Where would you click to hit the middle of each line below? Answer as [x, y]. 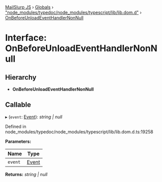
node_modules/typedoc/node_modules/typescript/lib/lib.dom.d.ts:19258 [79, 132]
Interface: [26, 38]
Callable [18, 105]
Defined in [16, 126]
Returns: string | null [26, 174]
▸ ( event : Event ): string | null [34, 117]
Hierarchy [21, 77]
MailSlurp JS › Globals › [29, 7]
